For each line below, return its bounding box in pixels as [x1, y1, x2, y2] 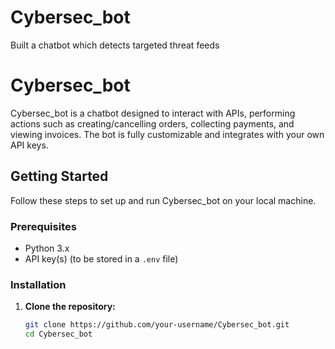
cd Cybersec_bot [24, 329, 93, 340]
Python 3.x [24, 242, 70, 254]
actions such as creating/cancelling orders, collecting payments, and [10, 117, 295, 130]
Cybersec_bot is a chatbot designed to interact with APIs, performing [10, 107, 296, 119]
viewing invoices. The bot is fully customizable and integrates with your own [10, 128, 325, 140]
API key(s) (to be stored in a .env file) [24, 252, 179, 265]
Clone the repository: [24, 301, 116, 313]
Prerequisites [10, 219, 77, 233]
